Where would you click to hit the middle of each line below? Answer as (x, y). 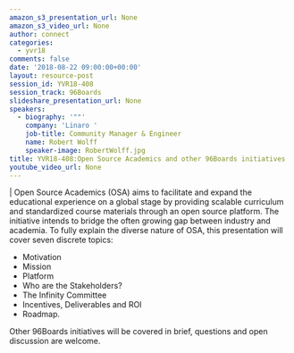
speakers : (28, 109)
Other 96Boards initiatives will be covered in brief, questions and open (139, 332)
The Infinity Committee (64, 295)
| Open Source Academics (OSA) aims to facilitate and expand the (131, 192)
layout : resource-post (51, 76)
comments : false (39, 59)
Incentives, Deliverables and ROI (82, 305)
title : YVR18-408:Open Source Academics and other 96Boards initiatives (147, 159)
